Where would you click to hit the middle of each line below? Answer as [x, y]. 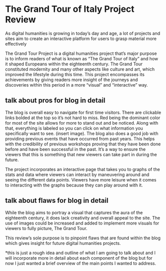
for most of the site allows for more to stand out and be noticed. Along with [82, 123]
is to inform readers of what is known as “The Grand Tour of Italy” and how [82, 58]
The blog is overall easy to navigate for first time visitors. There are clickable [83, 112]
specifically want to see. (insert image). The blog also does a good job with [82, 133]
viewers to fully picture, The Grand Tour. [46, 228]
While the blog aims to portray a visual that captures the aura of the [74, 212]
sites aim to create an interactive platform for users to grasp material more [81, 39]
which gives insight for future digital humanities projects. [63, 243]
